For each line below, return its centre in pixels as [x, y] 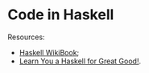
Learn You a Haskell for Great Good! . [80, 61]
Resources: [26, 37]
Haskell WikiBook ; [49, 52]
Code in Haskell [61, 15]
